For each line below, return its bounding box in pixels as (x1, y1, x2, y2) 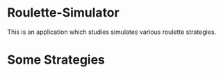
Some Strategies (7, 52, 106, 68)
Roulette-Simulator (7, 5, 119, 21)
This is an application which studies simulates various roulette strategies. (7, 28, 217, 36)
